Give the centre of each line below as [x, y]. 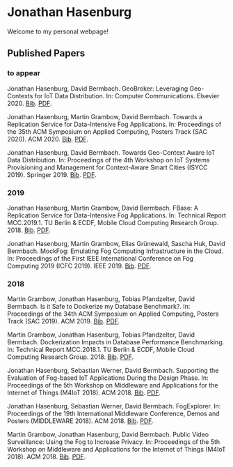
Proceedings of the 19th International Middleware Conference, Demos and [114, 414]
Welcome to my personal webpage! [58, 31]
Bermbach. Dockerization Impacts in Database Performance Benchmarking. [116, 342]
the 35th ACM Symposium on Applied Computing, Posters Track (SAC [107, 131]
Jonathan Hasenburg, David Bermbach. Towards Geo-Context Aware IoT [111, 152]
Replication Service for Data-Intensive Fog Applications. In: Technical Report [117, 215]
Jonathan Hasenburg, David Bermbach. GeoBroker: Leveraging [98, 89]
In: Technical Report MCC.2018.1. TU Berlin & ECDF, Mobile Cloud [101, 350]
